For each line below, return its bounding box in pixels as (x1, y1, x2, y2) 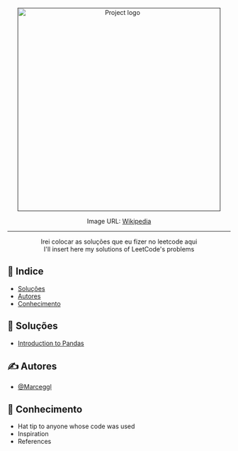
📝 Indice (7, 266, 44, 278)
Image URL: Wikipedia (86, 217, 152, 225)
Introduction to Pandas (17, 339, 84, 347)
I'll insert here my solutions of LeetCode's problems (43, 245, 195, 253)
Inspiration (17, 430, 49, 438)
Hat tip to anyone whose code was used (17, 422, 135, 430)
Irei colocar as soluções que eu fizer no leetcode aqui (40, 237, 198, 246)
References (17, 438, 52, 446)
